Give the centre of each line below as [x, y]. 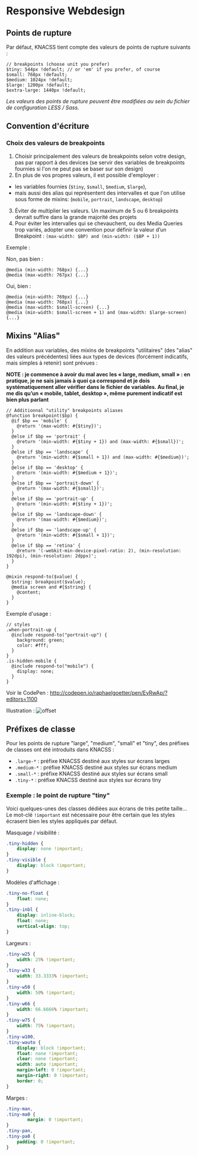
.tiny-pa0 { [21, 1136]
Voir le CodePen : [28, 692]
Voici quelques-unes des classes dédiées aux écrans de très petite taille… [97, 808]
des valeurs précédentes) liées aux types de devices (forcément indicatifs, [97, 356]
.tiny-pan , [20, 1131]
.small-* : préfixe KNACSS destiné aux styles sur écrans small [91, 774]
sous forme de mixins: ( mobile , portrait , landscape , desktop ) [89, 199]
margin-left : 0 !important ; [51, 1070]
